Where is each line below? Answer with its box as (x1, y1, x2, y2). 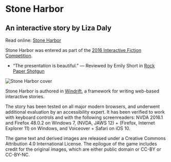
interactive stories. (5, 94, 45, 99)
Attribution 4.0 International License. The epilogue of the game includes (5, 141, 158, 147)
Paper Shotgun (12, 68, 45, 74)
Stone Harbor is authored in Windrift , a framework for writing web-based (5, 88, 160, 94)
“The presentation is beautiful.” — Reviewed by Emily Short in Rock (12, 63, 155, 68)
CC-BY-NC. (5, 152, 30, 157)
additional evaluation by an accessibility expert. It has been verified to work (5, 109, 165, 115)
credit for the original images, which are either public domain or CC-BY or (5, 146, 161, 152)
